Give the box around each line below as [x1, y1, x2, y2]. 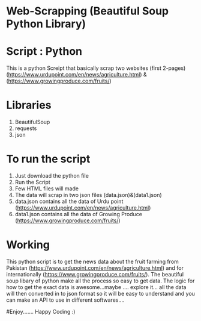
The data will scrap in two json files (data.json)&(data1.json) [14, 192, 162, 198]
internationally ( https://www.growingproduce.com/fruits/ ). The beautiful [6, 270, 184, 278]
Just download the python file [14, 172, 89, 179]
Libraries [6, 98, 52, 112]
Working [6, 238, 50, 252]
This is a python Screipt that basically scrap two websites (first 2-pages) [6, 64, 186, 72]
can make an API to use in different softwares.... [6, 296, 125, 304]
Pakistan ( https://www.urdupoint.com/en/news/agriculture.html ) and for [6, 264, 184, 272]
